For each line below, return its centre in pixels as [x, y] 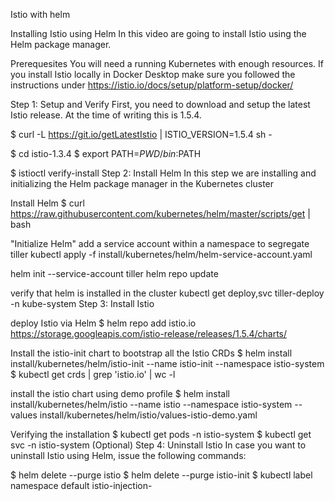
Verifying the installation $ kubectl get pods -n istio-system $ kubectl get [161, 434]
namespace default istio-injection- [81, 485]
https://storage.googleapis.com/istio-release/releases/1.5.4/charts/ [149, 333]
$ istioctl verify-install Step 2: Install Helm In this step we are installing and [163, 173]
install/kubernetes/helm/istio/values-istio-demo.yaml [148, 415]
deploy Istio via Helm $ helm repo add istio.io [103, 323]
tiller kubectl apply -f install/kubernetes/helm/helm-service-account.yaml [161, 254]
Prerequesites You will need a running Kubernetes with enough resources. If [167, 63]
